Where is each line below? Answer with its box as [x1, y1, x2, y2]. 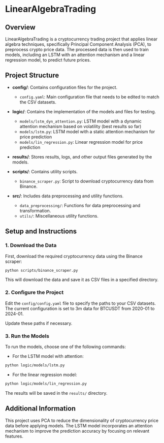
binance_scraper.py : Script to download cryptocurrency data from [19, 178, 154, 184]
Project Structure [5, 71, 59, 80]
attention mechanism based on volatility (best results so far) [19, 123, 142, 129]
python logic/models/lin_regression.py [5, 381, 87, 386]
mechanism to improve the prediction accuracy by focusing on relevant [5, 428, 150, 434]
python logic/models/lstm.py [5, 363, 65, 368]
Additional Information [5, 405, 76, 413]
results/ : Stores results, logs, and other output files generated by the [12, 154, 152, 159]
